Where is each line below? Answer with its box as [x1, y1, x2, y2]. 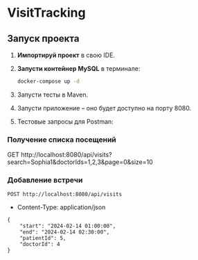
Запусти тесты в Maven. [17, 90, 89, 99]
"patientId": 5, [19, 235, 67, 242]
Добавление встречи [7, 175, 83, 185]
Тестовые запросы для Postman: [17, 117, 114, 126]
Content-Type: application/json [17, 203, 106, 211]
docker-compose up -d [17, 78, 80, 85]
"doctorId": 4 [19, 241, 60, 248]
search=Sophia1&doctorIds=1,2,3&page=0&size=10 [7, 158, 154, 166]
